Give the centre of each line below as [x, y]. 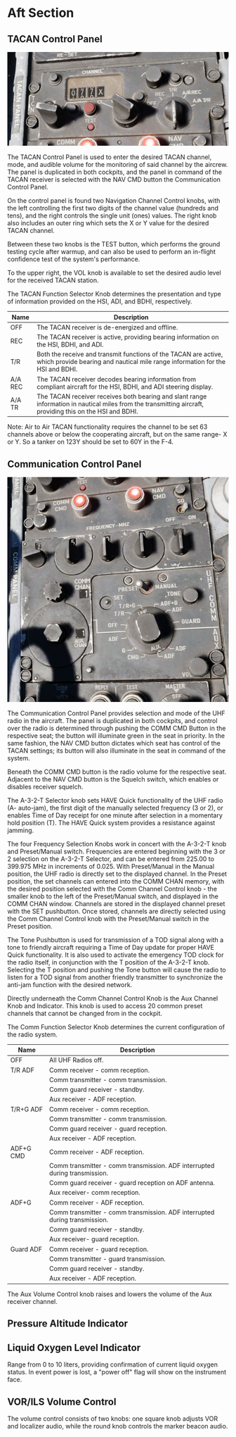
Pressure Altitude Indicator [68, 1324]
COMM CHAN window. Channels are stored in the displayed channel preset [116, 903]
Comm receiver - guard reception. [99, 1249]
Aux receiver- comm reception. [94, 1193]
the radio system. [32, 1034]
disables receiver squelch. [45, 786]
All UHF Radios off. [76, 1060]
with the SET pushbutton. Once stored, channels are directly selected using [117, 911]
